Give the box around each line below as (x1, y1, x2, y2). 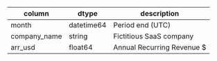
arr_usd (10, 42, 36, 52)
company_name (10, 32, 62, 40)
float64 (69, 42, 93, 52)
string (69, 32, 88, 40)
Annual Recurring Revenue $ (113, 42, 207, 52)
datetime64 (69, 21, 107, 29)
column (24, 9, 50, 18)
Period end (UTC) (113, 21, 171, 29)
